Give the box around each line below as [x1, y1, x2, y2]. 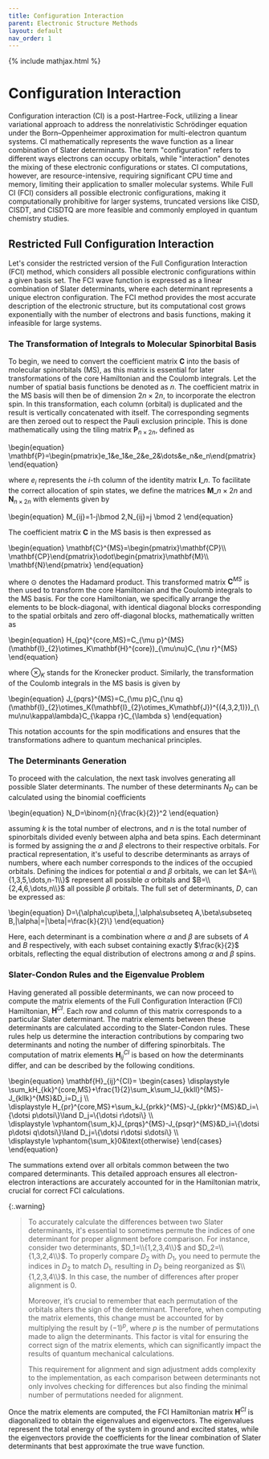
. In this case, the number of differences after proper [65, 1272, 239, 1282]
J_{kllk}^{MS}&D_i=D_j [8, 1093, 83, 1102]
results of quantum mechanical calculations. [27, 1349, 175, 1358]
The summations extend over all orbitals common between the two [8, 1160, 230, 1169]
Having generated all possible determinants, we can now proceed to [8, 987, 234, 997]
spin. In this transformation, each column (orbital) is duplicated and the [8, 399, 243, 409]
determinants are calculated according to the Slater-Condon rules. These [8, 1023, 251, 1032]
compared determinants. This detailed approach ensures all [8, 1168, 206, 1178]
